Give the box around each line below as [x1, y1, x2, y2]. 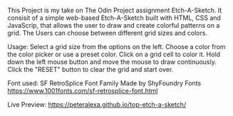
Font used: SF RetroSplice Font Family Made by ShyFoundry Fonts [7, 79, 202, 88]
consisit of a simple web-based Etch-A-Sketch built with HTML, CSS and [7, 14, 221, 22]
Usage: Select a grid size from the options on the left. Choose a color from [7, 43, 226, 51]
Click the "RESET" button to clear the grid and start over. [7, 65, 174, 73]
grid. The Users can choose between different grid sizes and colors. [7, 28, 208, 37]
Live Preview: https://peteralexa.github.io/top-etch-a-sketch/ [7, 100, 187, 109]
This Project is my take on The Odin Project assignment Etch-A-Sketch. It [7, 6, 222, 14]
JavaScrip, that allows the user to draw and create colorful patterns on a [7, 21, 220, 29]
